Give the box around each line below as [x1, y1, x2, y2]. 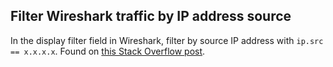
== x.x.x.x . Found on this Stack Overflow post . [10, 45, 206, 57]
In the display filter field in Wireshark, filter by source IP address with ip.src [10, 34, 324, 46]
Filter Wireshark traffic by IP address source [10, 8, 292, 25]
